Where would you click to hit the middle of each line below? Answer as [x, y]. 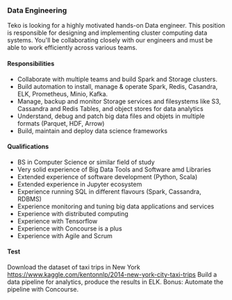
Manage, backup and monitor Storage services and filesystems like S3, [119, 101]
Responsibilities [31, 63]
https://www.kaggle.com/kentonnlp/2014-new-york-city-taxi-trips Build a [112, 274]
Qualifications [28, 147]
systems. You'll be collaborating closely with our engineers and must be [110, 40]
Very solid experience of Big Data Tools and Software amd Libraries [114, 169]
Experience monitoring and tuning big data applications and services [116, 206]
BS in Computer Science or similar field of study [86, 162]
